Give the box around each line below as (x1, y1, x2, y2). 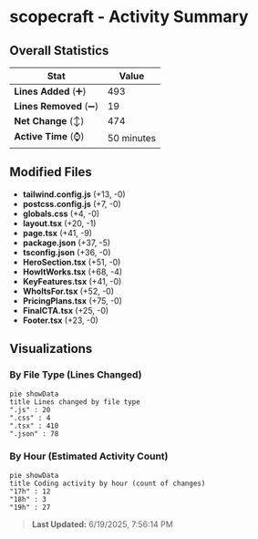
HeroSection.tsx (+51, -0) (22, 256, 121, 267)
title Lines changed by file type (9, 397, 141, 407)
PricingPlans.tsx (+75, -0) (22, 295, 123, 306)
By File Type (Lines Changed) (9, 368, 142, 381)
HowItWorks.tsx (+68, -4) (22, 266, 123, 277)
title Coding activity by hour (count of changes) (9, 479, 206, 488)
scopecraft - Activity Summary (9, 6, 249, 27)
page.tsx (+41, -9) (22, 227, 93, 238)
